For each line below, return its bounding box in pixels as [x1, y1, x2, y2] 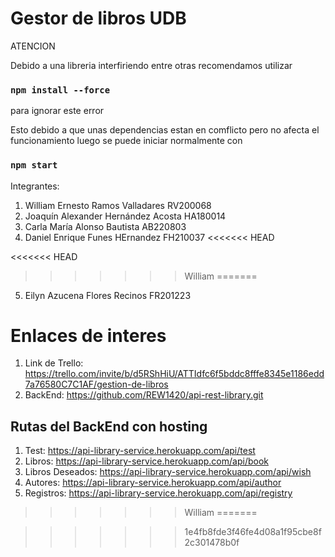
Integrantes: [10, 180, 60, 192]
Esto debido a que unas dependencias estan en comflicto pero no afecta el [10, 124, 320, 136]
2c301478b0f [184, 537, 240, 549]
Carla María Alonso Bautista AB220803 [24, 220, 187, 232]
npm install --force [10, 84, 111, 96]
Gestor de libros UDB [10, 7, 187, 30]
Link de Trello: [24, 357, 84, 369]
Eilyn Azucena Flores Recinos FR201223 [24, 289, 192, 301]
